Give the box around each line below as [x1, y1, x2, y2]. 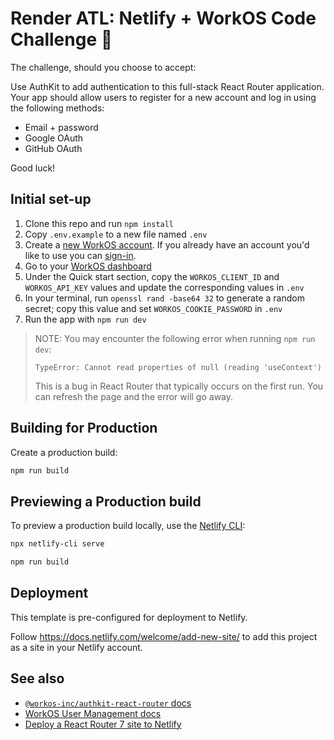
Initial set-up [10, 191, 92, 208]
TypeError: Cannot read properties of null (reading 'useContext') [34, 362, 322, 372]
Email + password [24, 121, 99, 133]
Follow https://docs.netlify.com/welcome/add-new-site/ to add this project [10, 630, 318, 642]
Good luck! [10, 162, 56, 174]
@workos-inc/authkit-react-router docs [24, 697, 192, 709]
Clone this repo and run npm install [24, 217, 175, 229]
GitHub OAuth [24, 142, 83, 154]
